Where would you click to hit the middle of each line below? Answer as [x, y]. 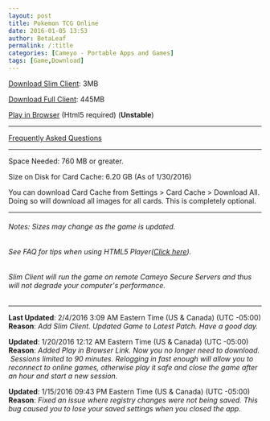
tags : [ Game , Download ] [46, 61]
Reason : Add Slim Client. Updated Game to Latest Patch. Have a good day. [133, 326]
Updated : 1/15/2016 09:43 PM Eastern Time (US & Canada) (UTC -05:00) [129, 392]
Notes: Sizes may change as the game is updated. [92, 227]
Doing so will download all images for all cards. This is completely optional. [133, 200]
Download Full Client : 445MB [57, 99]
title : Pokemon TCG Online [53, 23]
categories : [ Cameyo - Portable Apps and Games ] [91, 53]
